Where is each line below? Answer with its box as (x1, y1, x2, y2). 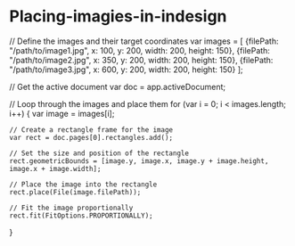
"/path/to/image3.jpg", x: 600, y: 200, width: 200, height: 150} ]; (9, 64, 243, 75)
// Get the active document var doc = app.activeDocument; (9, 81, 225, 92)
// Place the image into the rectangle (9, 180, 158, 189)
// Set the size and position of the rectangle (9, 149, 190, 158)
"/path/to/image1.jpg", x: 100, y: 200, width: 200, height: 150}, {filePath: (9, 45, 270, 55)
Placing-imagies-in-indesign (9, 6, 227, 27)
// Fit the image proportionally (9, 203, 134, 212)
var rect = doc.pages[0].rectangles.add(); (9, 133, 174, 142)
